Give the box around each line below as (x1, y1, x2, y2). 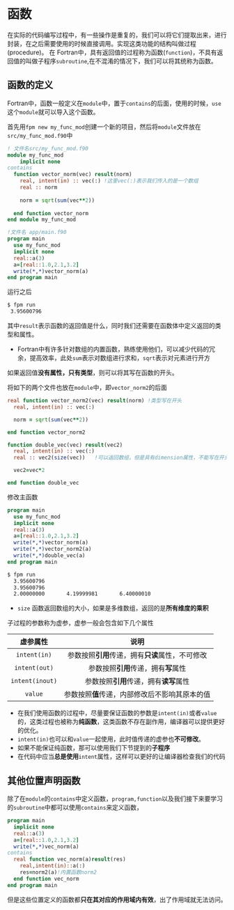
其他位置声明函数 (7, 774, 81, 787)
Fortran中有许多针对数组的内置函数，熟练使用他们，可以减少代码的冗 (17, 345, 216, 353)
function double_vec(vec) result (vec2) (7, 441, 123, 448)
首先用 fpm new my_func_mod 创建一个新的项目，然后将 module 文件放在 (7, 123, 201, 131)
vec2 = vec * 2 (13, 467, 45, 474)
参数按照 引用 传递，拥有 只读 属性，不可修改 (67, 650, 208, 660)
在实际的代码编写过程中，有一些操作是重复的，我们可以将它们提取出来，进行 (7, 31, 227, 39)
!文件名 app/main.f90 (7, 229, 67, 236)
